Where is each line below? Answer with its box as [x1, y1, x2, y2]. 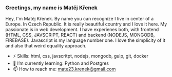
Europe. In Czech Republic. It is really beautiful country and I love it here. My [5, 21, 167, 27]
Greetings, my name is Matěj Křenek [5, 4, 98, 11]
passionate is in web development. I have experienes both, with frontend [5, 27, 159, 33]
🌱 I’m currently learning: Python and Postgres [12, 60, 109, 66]
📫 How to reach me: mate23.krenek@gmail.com [12, 66, 116, 72]
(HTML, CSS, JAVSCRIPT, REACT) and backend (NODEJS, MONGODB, [5, 32, 155, 38]
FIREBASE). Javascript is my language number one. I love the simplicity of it [5, 37, 166, 43]
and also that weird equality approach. [5, 43, 87, 49]
